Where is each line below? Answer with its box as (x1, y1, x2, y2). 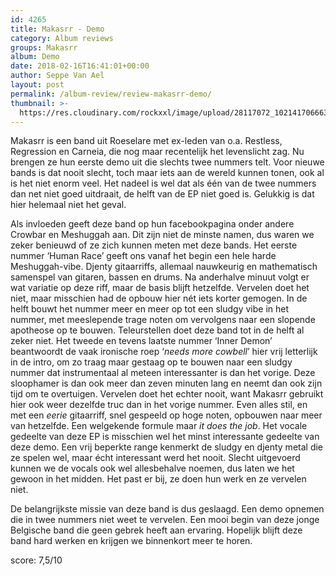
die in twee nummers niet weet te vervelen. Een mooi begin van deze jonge (10, 514, 320, 526)
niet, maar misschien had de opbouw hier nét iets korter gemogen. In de (10, 292, 308, 305)
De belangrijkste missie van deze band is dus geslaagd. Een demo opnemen (10, 503, 325, 515)
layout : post (10, 80, 65, 90)
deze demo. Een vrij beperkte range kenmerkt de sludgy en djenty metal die (10, 441, 324, 453)
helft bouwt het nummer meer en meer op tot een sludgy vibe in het (10, 303, 290, 315)
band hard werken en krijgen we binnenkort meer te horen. (10, 535, 253, 547)
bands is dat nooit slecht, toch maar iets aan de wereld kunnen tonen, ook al (10, 167, 325, 179)
